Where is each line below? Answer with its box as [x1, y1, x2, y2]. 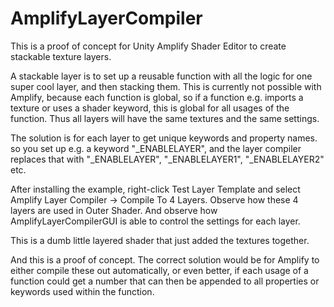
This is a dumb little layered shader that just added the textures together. [10, 234, 310, 246]
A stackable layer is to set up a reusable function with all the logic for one [10, 70, 313, 82]
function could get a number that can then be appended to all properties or [10, 275, 320, 287]
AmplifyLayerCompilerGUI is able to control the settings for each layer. [10, 215, 301, 227]
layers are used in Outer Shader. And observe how [10, 204, 218, 216]
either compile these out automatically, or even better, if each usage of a [10, 264, 309, 276]
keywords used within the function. [10, 285, 155, 297]
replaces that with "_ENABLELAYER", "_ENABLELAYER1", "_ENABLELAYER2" [10, 153, 325, 165]
